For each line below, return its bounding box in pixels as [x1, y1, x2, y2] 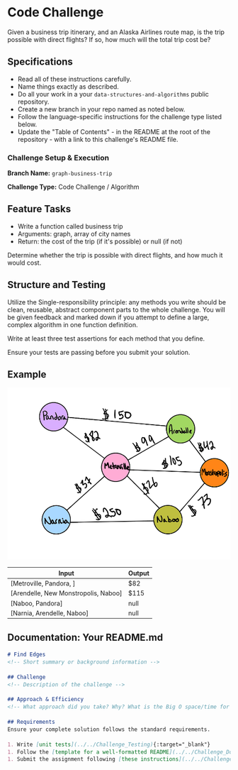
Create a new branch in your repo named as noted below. [17, 104, 186, 114]
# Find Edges [7, 651, 46, 659]
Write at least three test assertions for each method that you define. [7, 334, 205, 343]
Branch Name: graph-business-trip [7, 169, 113, 177]
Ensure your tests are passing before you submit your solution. [7, 348, 191, 356]
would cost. [7, 258, 42, 267]
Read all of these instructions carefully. [17, 75, 132, 83]
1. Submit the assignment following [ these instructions [7, 756, 179, 763]
